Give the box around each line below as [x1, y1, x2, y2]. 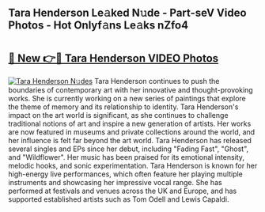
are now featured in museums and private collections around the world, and [8, 127, 256, 137]
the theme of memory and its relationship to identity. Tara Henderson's [8, 102, 239, 112]
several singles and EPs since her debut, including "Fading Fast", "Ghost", [8, 144, 249, 153]
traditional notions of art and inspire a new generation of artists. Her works [8, 119, 252, 128]
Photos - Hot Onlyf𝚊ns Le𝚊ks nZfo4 [8, 19, 188, 32]
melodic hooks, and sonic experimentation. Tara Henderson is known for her [8, 161, 258, 170]
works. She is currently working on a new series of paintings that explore [8, 94, 247, 103]
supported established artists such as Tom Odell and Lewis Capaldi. [8, 195, 229, 204]
